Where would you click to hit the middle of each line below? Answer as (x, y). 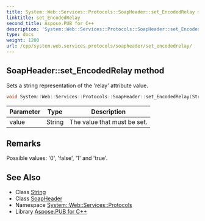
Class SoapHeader (39, 198)
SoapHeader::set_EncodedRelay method (85, 71)
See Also (23, 177)
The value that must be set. (108, 121)
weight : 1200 (23, 40)
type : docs (20, 35)
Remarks (24, 143)
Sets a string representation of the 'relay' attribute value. (77, 85)
